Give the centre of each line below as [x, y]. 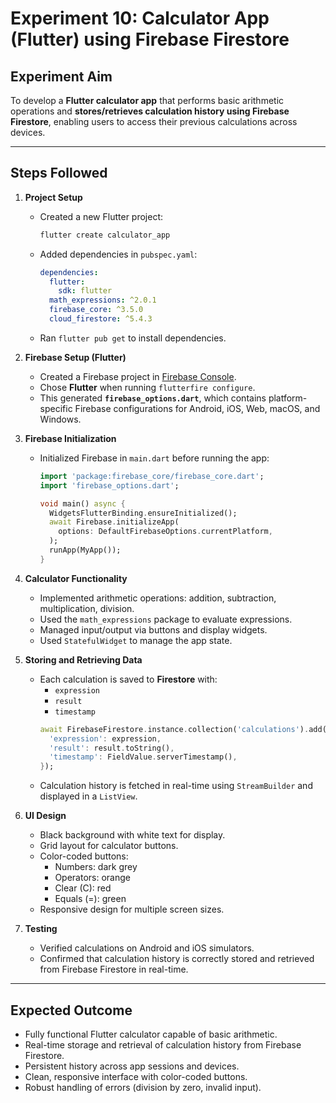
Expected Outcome [71, 1010]
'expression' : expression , [105, 738]
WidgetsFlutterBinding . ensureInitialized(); [143, 513]
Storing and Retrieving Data [83, 659]
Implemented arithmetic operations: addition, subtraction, [158, 598]
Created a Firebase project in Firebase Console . [138, 376]
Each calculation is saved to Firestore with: [128, 679]
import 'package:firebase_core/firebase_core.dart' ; [152, 476]
